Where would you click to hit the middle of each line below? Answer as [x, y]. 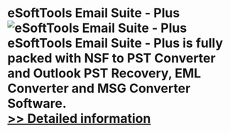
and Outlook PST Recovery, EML [104, 73]
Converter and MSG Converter [99, 88]
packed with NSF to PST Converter [111, 59]
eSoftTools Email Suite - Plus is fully [115, 43]
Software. [37, 104]
